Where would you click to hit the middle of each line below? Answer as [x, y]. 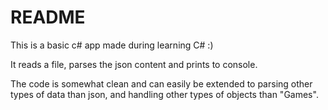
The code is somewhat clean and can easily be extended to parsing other [161, 83]
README [48, 17]
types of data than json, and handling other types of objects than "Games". [164, 94]
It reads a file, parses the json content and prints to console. [134, 64]
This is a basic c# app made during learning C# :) [112, 45]
